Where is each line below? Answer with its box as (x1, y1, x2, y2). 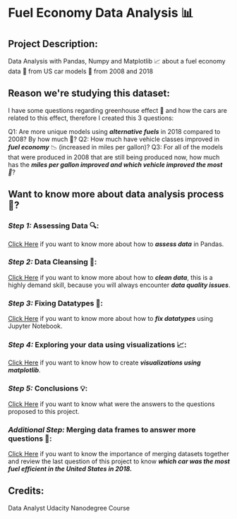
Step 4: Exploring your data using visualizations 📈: (8, 340, 187, 350)
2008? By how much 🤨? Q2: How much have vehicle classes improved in (8, 135, 220, 143)
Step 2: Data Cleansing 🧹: (8, 257, 97, 267)
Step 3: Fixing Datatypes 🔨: (8, 298, 104, 308)
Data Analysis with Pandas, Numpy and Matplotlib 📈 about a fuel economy (8, 57, 226, 65)
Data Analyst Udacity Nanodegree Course (8, 503, 130, 512)
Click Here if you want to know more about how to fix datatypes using (8, 315, 214, 323)
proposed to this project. (8, 407, 80, 415)
